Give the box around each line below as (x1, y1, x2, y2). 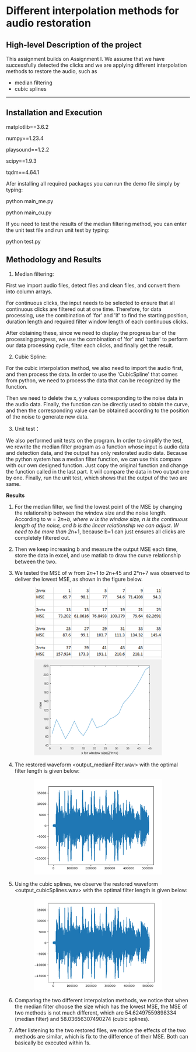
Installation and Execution (6, 108, 103, 118)
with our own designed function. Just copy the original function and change (6, 461, 188, 469)
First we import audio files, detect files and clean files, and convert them (6, 282, 180, 289)
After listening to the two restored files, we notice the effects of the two (14, 1027, 187, 1034)
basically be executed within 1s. (14, 1039, 91, 1046)
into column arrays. (6, 288, 52, 295)
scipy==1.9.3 (6, 157, 37, 165)
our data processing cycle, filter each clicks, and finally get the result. (6, 341, 174, 349)
